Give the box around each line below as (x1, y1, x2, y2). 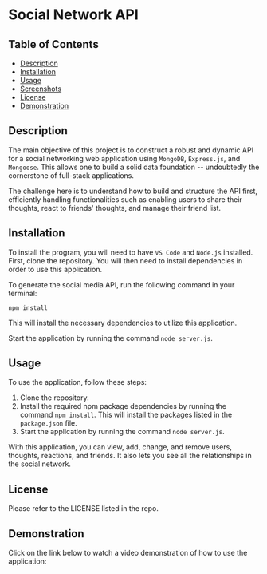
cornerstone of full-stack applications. (8, 170, 134, 180)
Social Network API (8, 6, 139, 24)
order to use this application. (8, 264, 102, 274)
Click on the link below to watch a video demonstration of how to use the (8, 548, 248, 558)
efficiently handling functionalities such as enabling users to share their (8, 194, 243, 204)
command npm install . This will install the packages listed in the (19, 410, 233, 420)
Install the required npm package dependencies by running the (19, 402, 227, 411)
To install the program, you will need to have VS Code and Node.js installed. (8, 247, 253, 257)
